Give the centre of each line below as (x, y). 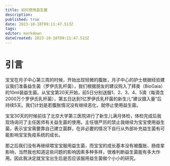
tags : (11, 29)
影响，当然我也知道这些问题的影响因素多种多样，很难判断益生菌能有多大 (80, 152)
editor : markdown (24, 33)
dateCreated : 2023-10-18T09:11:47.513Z (47, 38)
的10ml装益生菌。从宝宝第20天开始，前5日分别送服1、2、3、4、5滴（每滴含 (85, 92)
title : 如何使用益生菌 (27, 10)
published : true (22, 19)
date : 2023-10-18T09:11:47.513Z (39, 24)
